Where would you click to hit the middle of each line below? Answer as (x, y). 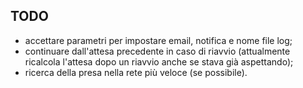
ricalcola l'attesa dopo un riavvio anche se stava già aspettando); (159, 61)
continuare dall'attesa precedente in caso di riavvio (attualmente (157, 51)
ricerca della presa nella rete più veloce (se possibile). (136, 72)
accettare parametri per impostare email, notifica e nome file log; (158, 40)
